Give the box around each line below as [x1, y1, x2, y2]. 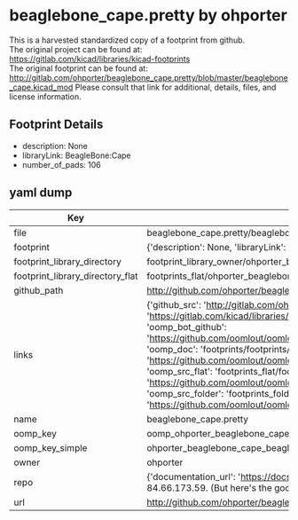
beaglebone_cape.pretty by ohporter [9, 5, 288, 26]
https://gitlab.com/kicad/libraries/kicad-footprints [9, 53, 191, 64]
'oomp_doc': [145, 343, 199, 355]
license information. [9, 91, 82, 102]
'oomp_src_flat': [145, 365, 213, 377]
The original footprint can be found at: [9, 63, 148, 74]
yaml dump [9, 185, 73, 201]
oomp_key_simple [13, 441, 88, 453]
